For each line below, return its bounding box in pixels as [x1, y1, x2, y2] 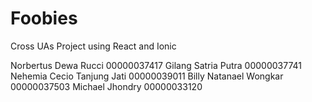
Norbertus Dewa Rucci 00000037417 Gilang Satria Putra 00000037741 [10, 59, 302, 71]
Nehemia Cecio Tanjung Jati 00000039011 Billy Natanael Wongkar [10, 70, 284, 82]
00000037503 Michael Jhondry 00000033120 [10, 80, 203, 92]
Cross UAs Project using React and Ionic [10, 40, 177, 52]
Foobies [10, 7, 78, 30]
